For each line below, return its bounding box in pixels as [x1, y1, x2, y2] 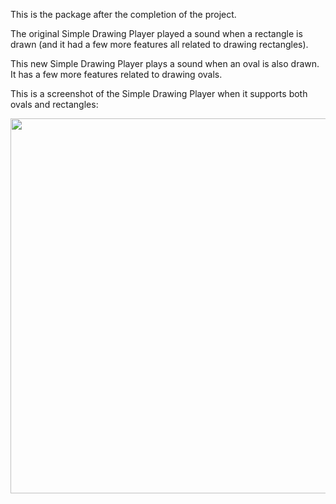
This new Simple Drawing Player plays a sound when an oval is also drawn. [10, 58, 320, 69]
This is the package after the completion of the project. [10, 9, 237, 20]
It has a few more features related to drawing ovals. [10, 69, 223, 80]
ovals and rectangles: [10, 99, 99, 110]
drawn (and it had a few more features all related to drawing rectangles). [10, 39, 309, 50]
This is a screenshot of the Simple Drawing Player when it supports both [10, 88, 308, 99]
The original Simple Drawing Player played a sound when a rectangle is [10, 28, 303, 39]
